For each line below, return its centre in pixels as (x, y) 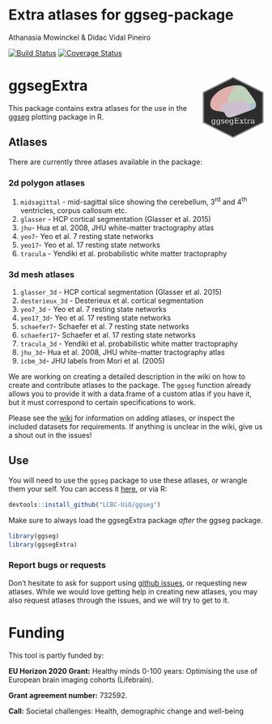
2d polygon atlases (47, 182)
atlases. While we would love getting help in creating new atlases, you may (133, 591)
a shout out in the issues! (50, 435)
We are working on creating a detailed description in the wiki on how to (127, 376)
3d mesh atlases (42, 275)
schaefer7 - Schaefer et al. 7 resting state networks (104, 326)
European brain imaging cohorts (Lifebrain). (81, 679)
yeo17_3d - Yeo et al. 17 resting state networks (96, 317)
